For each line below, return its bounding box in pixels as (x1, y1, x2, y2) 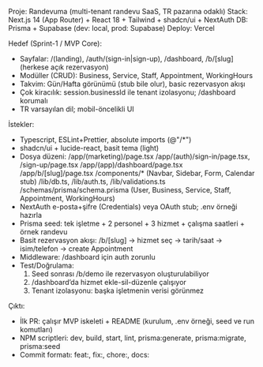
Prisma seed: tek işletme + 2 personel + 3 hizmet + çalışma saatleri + (19, 219, 245, 228)
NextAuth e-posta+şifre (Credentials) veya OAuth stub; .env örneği (19, 202, 238, 212)
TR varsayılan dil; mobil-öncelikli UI (19, 104, 134, 114)
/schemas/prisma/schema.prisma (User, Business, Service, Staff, (19, 185, 231, 194)
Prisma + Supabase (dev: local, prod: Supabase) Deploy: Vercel (8, 24, 215, 32)
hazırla (19, 211, 42, 219)
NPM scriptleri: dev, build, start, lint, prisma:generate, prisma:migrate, (19, 333, 246, 343)
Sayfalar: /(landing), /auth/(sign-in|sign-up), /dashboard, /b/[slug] (19, 54, 235, 63)
